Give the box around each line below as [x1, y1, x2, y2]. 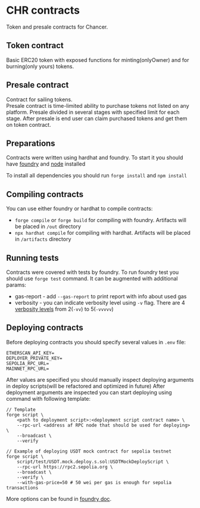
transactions [6, 485, 39, 491]
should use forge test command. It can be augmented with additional [6, 275, 178, 282]
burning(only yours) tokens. [6, 63, 74, 70]
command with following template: [6, 395, 91, 402]
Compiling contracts [6, 189, 84, 200]
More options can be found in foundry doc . [6, 495, 112, 502]
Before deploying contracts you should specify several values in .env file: [6, 338, 186, 345]
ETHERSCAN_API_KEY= [6, 350, 55, 356]
